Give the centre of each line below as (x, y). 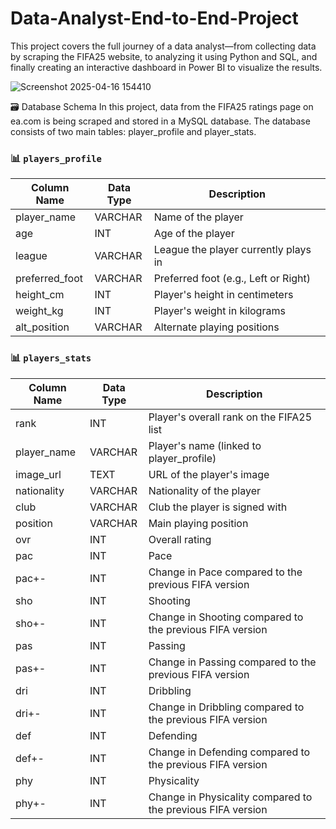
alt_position (42, 327)
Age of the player (194, 234)
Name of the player (198, 217)
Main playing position (198, 523)
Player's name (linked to (205, 445)
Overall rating (180, 539)
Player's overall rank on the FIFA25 (230, 417)
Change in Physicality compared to (230, 797)
